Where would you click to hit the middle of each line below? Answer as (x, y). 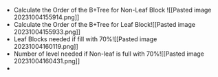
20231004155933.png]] (47, 32)
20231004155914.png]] (46, 17)
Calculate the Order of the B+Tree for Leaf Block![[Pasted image (105, 24)
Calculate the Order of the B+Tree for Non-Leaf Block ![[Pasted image (112, 10)
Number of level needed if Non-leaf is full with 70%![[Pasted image (109, 54)
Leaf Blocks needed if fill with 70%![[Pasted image (85, 39)
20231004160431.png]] (47, 61)
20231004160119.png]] (46, 46)
